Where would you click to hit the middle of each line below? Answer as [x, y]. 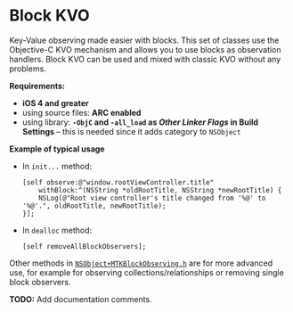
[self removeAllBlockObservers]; [84, 246]
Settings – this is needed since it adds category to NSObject [131, 131]
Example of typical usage [57, 149]
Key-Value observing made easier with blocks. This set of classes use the [144, 40]
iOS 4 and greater [55, 103]
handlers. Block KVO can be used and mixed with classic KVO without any [145, 59]
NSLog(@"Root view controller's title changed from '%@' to [152, 198]
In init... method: [57, 166]
